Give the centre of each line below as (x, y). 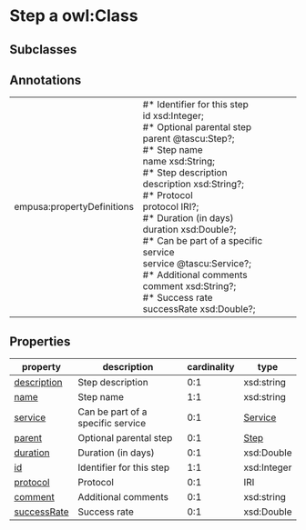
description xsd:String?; (193, 185)
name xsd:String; (179, 162)
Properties (40, 341)
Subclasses (43, 50)
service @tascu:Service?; (197, 264)
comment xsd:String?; (189, 286)
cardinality (210, 367)
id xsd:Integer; (173, 116)
